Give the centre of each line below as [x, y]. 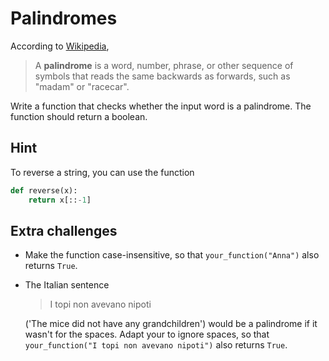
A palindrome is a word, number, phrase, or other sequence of [164, 65]
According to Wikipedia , [60, 46]
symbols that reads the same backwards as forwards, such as [162, 76]
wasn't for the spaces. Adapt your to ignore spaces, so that [147, 334]
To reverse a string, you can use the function [102, 172]
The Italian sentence [67, 285]
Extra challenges [64, 230]
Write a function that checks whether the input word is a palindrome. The [161, 106]
